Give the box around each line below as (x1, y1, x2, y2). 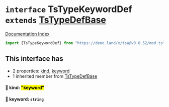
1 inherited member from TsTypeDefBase (12, 73, 98, 79)
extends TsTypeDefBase (5, 14, 107, 26)
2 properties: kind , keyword (12, 68, 70, 74)
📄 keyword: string (5, 96, 44, 102)
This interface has (5, 54, 64, 63)
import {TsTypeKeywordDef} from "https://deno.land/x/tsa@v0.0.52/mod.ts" (5, 40, 165, 46)
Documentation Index (5, 31, 50, 37)
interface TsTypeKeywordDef (5, 4, 132, 15)
